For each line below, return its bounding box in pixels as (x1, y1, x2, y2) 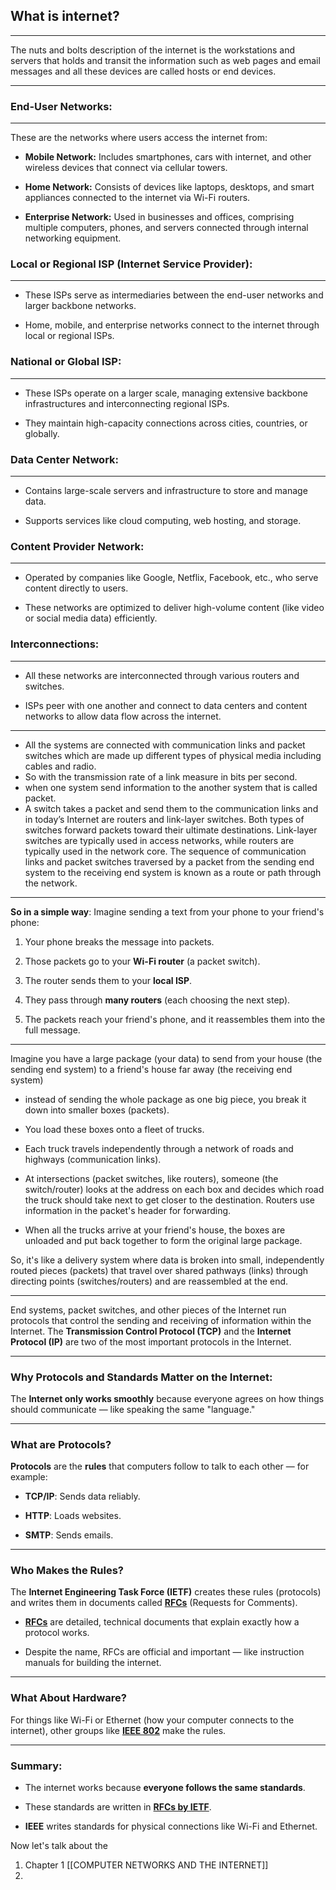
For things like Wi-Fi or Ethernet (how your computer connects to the (10, 1714, 295, 1726)
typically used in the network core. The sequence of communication (24, 845, 307, 857)
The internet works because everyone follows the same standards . (24, 1782, 306, 1794)
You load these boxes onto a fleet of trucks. (24, 1123, 205, 1135)
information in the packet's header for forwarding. (24, 1204, 232, 1216)
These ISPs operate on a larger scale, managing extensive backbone (24, 387, 308, 399)
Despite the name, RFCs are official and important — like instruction (24, 1646, 305, 1658)
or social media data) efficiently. (24, 612, 158, 624)
